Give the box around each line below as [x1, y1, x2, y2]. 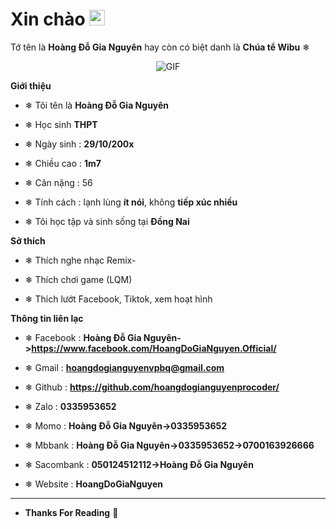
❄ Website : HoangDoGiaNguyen [24, 478, 164, 490]
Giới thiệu [10, 79, 52, 92]
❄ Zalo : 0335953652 [24, 400, 117, 412]
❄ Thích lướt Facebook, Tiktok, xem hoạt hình [24, 293, 213, 305]
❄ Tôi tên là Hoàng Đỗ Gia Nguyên [24, 99, 170, 111]
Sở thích [10, 234, 46, 247]
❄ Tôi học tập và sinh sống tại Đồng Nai [24, 215, 190, 227]
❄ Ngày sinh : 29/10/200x [24, 138, 135, 150]
